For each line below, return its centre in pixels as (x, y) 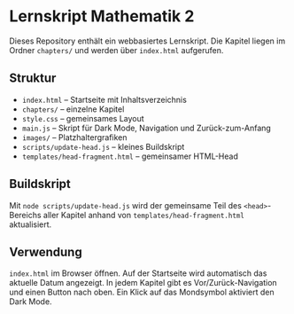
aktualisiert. (31, 224)
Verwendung (46, 251)
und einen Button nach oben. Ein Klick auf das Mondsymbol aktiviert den (142, 292)
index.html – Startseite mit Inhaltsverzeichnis (104, 99)
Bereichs (25, 215)
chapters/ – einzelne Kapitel (73, 109)
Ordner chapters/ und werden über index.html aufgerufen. (116, 50)
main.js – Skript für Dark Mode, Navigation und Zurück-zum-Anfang (147, 128)
